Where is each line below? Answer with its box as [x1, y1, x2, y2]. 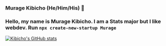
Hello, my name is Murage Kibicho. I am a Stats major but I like [5, 17, 161, 24]
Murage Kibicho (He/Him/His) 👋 [5, 4, 85, 11]
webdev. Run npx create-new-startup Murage [5, 24, 117, 31]
